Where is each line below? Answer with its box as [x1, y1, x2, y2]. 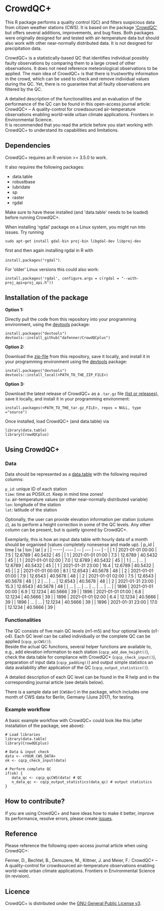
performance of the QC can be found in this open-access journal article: [5, 101, 151, 107]
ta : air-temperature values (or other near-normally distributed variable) [5, 496, 148, 502]
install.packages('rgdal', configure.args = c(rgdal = [5, 276, 119, 281]
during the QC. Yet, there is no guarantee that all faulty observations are [5, 81, 150, 87]
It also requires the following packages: [5, 164, 85, 170]
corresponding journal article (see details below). [5, 679, 104, 685]
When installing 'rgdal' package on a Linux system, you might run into [5, 224, 146, 230]
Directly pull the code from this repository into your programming [5, 316, 137, 322]
